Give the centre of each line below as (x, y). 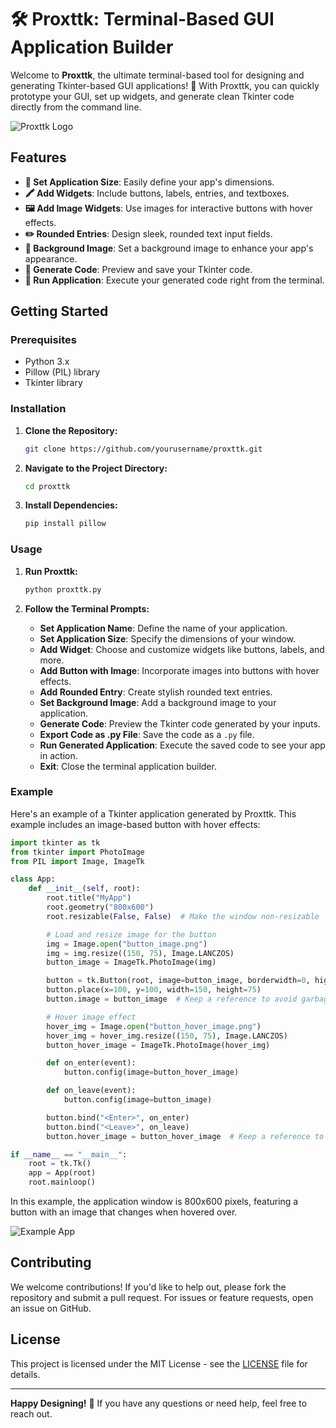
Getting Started (59, 311)
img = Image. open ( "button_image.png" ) (127, 944)
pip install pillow (65, 524)
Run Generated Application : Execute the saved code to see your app (182, 745)
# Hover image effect (91, 1017)
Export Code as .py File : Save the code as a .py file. (147, 734)
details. (25, 1374)
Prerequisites (43, 340)
